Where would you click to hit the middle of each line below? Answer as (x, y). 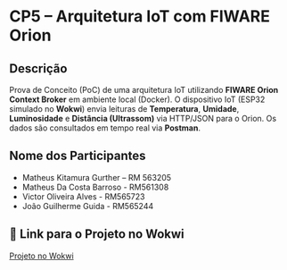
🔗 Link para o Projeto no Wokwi (97, 234)
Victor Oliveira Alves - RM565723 (83, 196)
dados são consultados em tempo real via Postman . (105, 128)
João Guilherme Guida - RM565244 (88, 206)
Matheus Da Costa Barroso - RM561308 (95, 187)
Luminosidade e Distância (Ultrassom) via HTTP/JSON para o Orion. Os (143, 118)
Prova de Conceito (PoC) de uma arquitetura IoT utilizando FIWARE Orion (144, 90)
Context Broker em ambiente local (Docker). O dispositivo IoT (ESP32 (137, 99)
